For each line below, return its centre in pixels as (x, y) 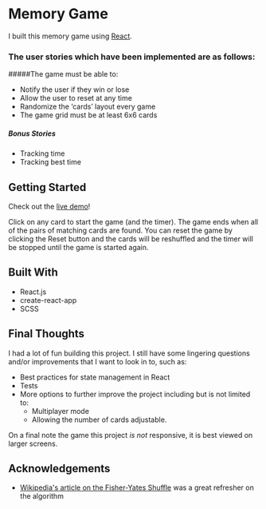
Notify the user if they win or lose (74, 89)
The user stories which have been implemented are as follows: (132, 57)
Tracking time (42, 153)
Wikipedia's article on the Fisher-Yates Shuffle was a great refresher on (137, 487)
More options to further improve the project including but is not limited (135, 394)
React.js (33, 292)
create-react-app (48, 300)
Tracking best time (51, 162)
